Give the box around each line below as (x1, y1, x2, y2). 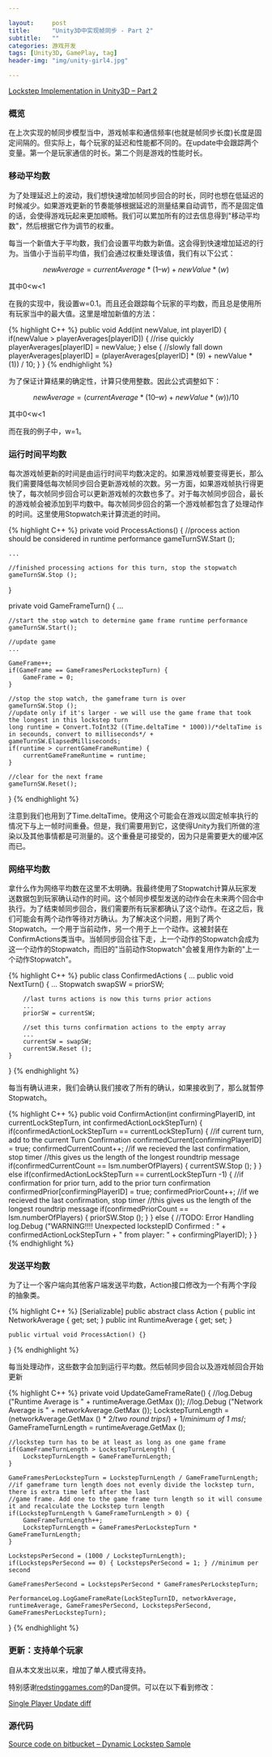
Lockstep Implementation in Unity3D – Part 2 (8, 86, 158, 96)
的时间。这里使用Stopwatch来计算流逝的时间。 (8, 509, 165, 519)
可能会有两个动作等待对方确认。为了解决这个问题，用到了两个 (15, 914, 221, 924)
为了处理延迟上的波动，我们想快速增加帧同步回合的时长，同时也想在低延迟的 (8, 190, 264, 200)
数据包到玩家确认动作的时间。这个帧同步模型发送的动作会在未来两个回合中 (15, 894, 264, 903)
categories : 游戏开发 (8, 41, 77, 50)
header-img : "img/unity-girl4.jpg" (8, 57, 129, 65)
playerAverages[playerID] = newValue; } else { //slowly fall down (8, 342, 223, 351)
